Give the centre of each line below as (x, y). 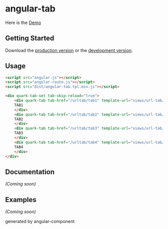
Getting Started (30, 38)
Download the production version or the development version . (69, 50)
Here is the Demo (23, 22)
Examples (21, 200)
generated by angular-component (40, 221)
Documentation (30, 172)
